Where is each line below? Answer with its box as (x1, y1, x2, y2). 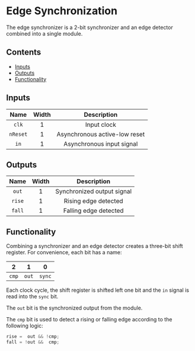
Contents (6, 47, 41, 58)
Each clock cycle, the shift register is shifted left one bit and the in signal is (6, 286, 190, 294)
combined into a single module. (6, 30, 83, 37)
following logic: (6, 322, 43, 330)
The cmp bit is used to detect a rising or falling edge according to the (6, 316, 172, 323)
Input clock (85, 120, 117, 129)
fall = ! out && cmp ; (6, 339, 60, 345)
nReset (9, 130, 28, 138)
